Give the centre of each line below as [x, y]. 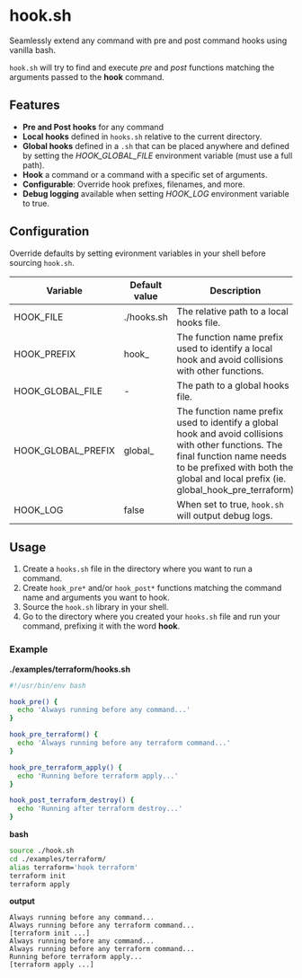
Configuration [49, 231]
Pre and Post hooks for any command [93, 127]
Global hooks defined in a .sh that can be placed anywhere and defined [156, 145]
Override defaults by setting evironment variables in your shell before [138, 253]
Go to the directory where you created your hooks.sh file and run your [151, 617]
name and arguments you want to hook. [96, 597]
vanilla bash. [33, 49]
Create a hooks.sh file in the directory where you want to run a [138, 569]
